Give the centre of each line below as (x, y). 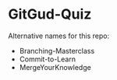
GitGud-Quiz (50, 14)
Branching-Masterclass (57, 50)
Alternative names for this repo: (59, 36)
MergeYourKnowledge (55, 67)
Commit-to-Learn (48, 59)
